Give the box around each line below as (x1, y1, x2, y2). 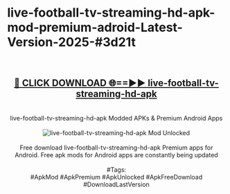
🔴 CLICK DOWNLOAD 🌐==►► (13, 78, 146, 89)
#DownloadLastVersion (82, 180, 150, 188)
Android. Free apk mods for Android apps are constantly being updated (15, 150, 218, 159)
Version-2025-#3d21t (7, 35, 136, 50)
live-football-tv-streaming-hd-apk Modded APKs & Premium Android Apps (10, 114, 223, 122)
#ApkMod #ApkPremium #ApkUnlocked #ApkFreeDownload (30, 173, 203, 181)
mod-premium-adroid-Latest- (7, 19, 184, 35)
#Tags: (106, 165, 127, 174)
